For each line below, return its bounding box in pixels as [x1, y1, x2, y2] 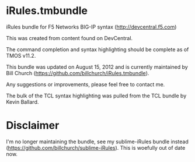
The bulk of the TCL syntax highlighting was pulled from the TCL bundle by [6, 92, 187, 99]
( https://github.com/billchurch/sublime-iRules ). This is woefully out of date [6, 144, 186, 151]
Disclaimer [6, 119, 60, 132]
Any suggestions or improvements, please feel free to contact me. [6, 80, 165, 88]
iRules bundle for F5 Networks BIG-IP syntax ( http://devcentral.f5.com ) [6, 23, 177, 30]
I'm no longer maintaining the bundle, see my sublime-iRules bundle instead [6, 138, 189, 145]
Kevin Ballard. [6, 98, 39, 105]
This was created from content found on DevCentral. [6, 34, 133, 41]
